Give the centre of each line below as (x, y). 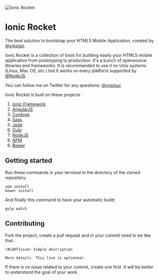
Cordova (21, 114)
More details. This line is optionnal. (45, 258)
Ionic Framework (29, 104)
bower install (19, 191)
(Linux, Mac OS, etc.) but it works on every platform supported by (71, 70)
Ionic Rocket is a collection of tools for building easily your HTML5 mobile (79, 55)
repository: (16, 177)
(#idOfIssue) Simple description (39, 249)
